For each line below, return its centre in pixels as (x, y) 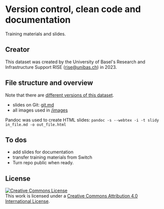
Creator (18, 49)
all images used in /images (40, 110)
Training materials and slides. (36, 34)
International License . (28, 201)
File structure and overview (49, 83)
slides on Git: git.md (33, 104)
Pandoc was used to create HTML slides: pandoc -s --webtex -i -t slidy (82, 120)
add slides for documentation (43, 152)
